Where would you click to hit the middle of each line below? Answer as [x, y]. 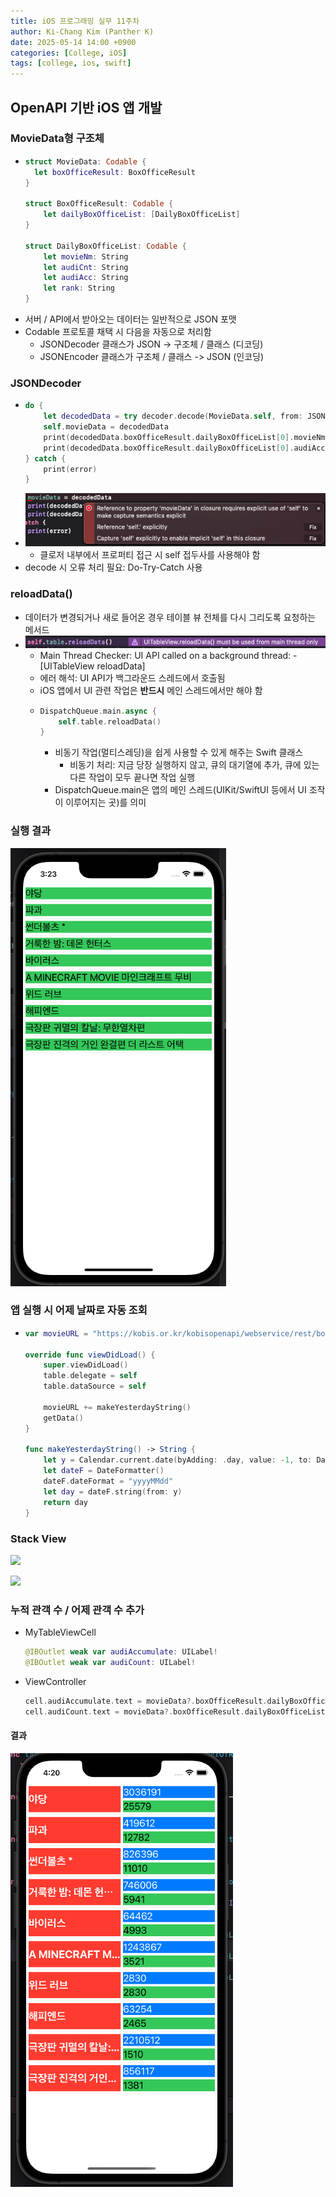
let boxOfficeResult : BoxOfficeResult [115, 172]
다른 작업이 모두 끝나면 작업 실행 [132, 777]
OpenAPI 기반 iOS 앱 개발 [86, 107]
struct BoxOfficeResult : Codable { [99, 204]
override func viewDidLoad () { [90, 1355]
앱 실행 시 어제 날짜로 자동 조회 [79, 1310]
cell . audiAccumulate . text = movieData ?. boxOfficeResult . [146, 1701]
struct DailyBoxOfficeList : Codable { [105, 246]
